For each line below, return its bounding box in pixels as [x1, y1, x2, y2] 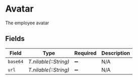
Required [74, 49, 97, 56]
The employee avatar [5, 20, 49, 26]
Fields [5, 34, 25, 43]
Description [101, 49, 130, 56]
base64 [8, 59, 24, 64]
